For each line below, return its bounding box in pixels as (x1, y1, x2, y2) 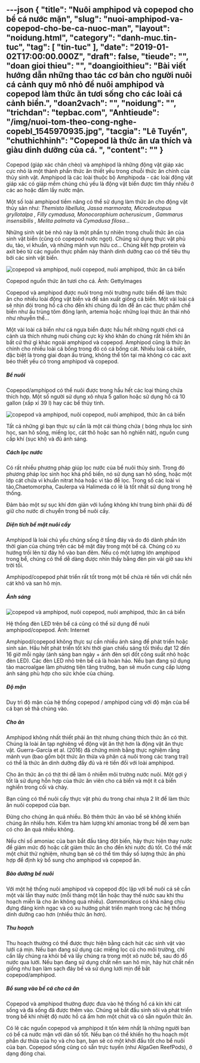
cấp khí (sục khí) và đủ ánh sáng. (6, 435, 88, 442)
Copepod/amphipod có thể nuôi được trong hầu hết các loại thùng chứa (6, 386, 183, 394)
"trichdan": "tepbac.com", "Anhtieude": (6, 108, 160, 118)
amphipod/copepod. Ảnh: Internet (6, 626, 90, 633)
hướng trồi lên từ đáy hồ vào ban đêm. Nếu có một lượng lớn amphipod (6, 549, 180, 556)
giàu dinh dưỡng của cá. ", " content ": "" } (6, 145, 164, 155)
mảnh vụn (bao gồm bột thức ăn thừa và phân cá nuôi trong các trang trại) (6, 752, 189, 760)
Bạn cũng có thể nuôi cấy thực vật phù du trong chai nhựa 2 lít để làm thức (6, 795, 190, 802)
